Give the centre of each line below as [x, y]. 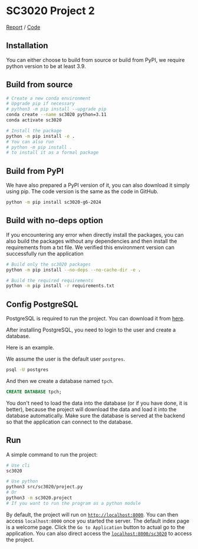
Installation [27, 46]
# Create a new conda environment [49, 98]
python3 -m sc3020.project [39, 498]
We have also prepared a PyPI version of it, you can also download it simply [98, 185]
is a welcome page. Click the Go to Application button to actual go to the [95, 527]
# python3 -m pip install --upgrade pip [57, 109]
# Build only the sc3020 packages [49, 264]
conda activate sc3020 [34, 120]
